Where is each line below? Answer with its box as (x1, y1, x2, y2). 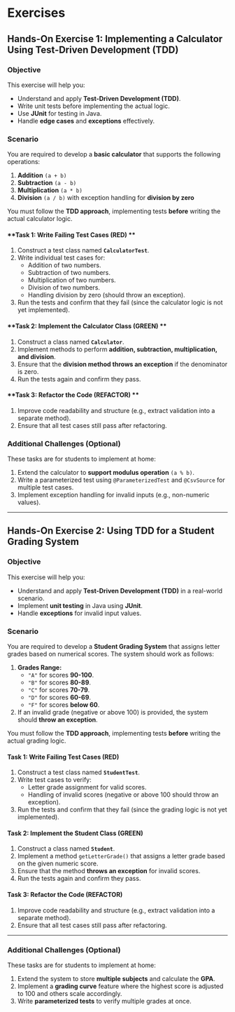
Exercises (7, 5, 66, 21)
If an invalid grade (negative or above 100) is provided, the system (17, 708, 208, 717)
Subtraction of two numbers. (27, 269, 111, 277)
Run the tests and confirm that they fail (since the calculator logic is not (17, 298, 223, 306)
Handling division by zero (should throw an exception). (27, 291, 185, 299)
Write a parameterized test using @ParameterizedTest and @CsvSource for (17, 475, 225, 485)
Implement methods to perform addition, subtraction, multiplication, (17, 345, 218, 353)
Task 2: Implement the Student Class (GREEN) (7, 829, 143, 837)
